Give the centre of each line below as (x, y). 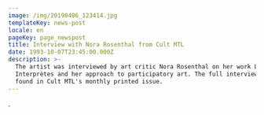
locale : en (26, 30)
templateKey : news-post (47, 23)
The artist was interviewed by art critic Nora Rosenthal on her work (133, 67)
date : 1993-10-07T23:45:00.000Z (61, 52)
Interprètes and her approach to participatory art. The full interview (137, 74)
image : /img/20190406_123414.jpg (63, 15)
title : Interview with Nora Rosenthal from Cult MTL (96, 45)
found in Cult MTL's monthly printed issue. (89, 81)
